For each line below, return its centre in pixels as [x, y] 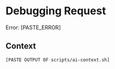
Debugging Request [56, 11]
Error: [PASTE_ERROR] [33, 27]
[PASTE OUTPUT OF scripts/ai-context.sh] [58, 60]
